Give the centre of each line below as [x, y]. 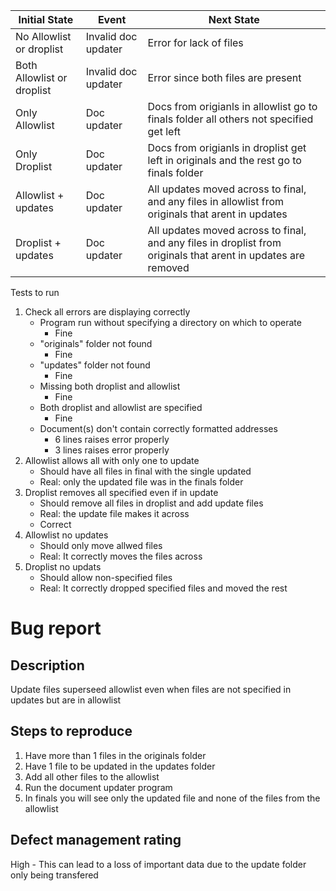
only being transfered [54, 875]
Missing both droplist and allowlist [110, 386]
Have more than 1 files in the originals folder [115, 755]
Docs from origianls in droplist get [227, 147]
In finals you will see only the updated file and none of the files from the [172, 798]
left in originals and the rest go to [224, 160]
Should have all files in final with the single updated [145, 471]
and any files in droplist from [214, 242]
